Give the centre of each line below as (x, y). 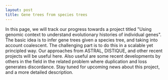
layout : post (19, 10)
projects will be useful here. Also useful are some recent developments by (83, 56)
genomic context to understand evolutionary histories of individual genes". (83, 34)
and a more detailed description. (39, 72)
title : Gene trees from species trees (46, 15)
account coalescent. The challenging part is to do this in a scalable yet (79, 45)
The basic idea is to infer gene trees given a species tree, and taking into (81, 40)
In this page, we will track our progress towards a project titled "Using (78, 29)
